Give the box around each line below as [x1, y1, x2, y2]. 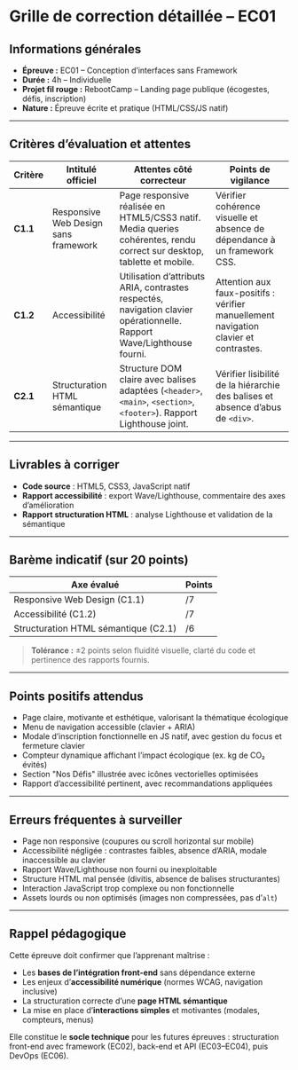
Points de [229, 162, 271, 175]
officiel [66, 174, 98, 186]
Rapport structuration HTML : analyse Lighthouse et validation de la [21, 508, 273, 520]
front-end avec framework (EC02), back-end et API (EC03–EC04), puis [9, 1041, 269, 1051]
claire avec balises [119, 373, 197, 385]
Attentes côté [133, 162, 193, 175]
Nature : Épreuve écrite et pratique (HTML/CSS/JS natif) [21, 103, 229, 113]
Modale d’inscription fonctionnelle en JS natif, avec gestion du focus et [21, 731, 282, 742]
